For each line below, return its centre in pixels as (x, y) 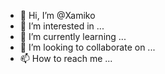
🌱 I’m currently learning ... (73, 36)
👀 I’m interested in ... (62, 26)
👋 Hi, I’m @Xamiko (57, 15)
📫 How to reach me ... (66, 58)
